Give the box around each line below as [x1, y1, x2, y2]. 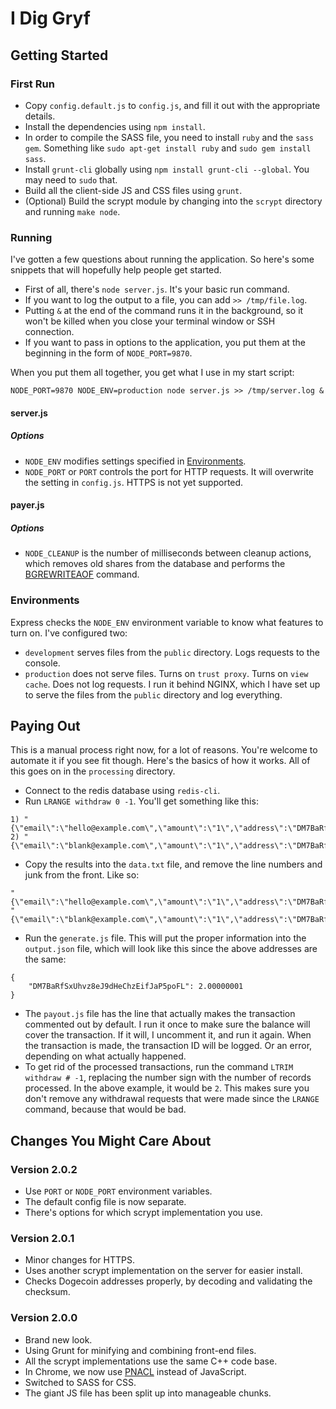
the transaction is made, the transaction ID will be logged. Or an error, [24, 1040, 313, 1052]
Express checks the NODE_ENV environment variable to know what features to [10, 616, 324, 628]
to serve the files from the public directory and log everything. [24, 688, 283, 701]
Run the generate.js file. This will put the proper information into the [24, 932, 307, 944]
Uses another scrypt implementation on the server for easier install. [24, 1265, 303, 1277]
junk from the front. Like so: [24, 869, 140, 881]
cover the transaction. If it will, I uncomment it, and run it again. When [24, 1029, 312, 1041]
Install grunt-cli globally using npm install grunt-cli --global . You [24, 163, 310, 175]
